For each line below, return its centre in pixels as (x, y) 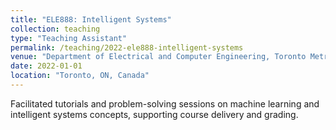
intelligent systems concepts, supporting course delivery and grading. (154, 114)
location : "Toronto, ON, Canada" (80, 76)
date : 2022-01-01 (46, 66)
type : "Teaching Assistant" (69, 38)
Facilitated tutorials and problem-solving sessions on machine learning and (165, 103)
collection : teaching (55, 29)
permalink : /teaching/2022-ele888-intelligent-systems (127, 47)
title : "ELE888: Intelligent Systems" (91, 19)
